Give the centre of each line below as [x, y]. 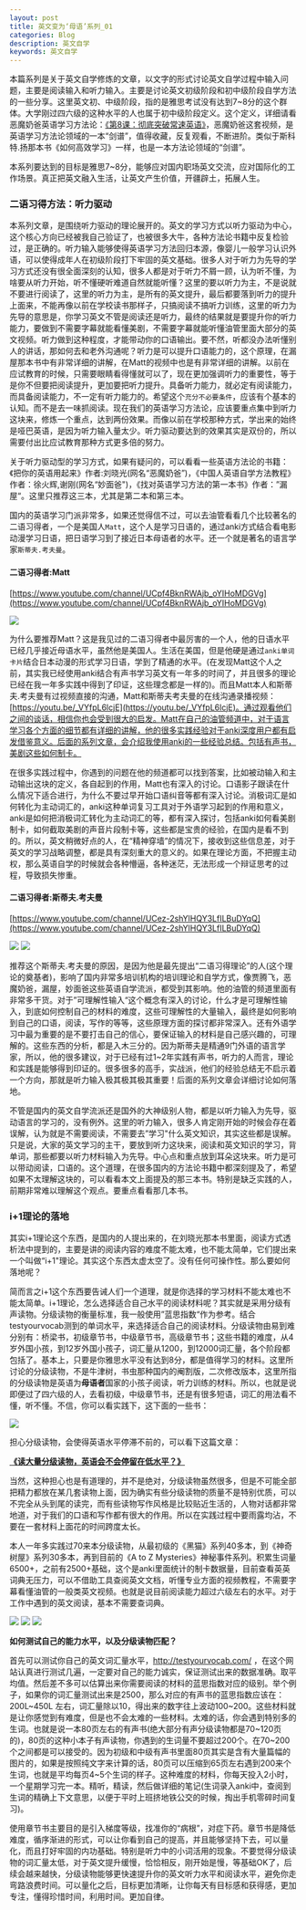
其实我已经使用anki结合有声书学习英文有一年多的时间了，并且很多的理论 [161, 673]
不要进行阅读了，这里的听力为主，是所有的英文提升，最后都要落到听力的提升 [153, 294]
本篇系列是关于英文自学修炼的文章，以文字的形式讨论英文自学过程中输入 [145, 79]
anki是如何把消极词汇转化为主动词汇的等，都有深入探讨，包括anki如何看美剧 [153, 818]
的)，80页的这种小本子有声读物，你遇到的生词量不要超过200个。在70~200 [150, 1740]
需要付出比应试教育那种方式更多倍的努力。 [89, 443]
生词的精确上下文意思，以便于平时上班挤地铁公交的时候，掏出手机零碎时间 [149, 1798]
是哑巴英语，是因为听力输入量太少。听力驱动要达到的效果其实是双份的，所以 [153, 431]
